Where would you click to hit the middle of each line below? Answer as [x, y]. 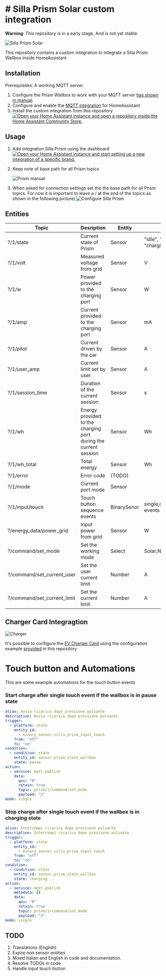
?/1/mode [19, 487]
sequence [92, 510]
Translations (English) [34, 948]
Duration [91, 384]
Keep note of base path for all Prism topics [56, 169]
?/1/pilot [17, 349]
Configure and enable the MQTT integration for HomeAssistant [76, 105]
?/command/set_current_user [42, 575]
